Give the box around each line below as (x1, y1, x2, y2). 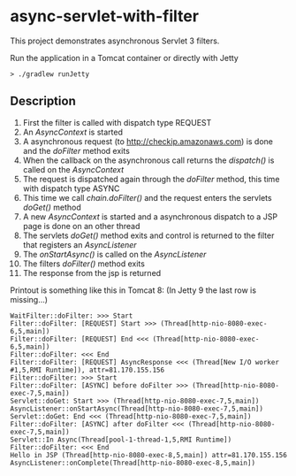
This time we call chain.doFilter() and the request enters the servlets (22, 192, 272, 203)
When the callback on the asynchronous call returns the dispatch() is (22, 155, 275, 165)
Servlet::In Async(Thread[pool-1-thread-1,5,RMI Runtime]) (10, 435, 232, 444)
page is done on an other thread (22, 220, 140, 231)
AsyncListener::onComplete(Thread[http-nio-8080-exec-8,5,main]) (10, 458, 255, 467)
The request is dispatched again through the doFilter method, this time (22, 173, 280, 184)
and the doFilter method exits (22, 145, 131, 156)
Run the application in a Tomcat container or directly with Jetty (10, 52, 239, 63)
